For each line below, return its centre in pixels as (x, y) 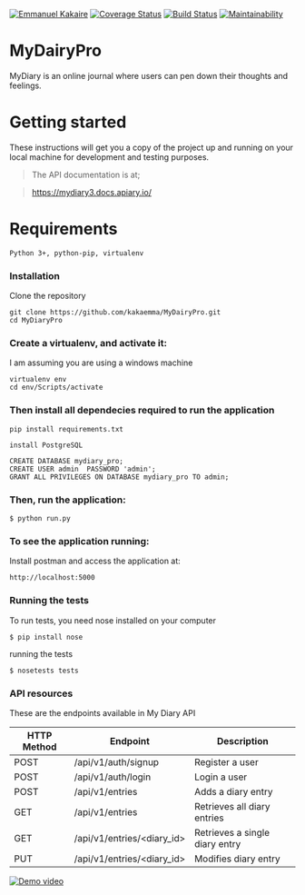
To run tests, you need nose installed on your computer (113, 620)
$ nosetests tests (44, 671)
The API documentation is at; (86, 174)
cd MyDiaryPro (36, 321)
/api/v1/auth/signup (117, 761)
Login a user (221, 777)
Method (39, 747)
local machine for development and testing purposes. (109, 157)
